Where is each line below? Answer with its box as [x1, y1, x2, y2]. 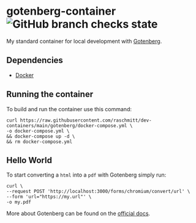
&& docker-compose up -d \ [6, 133, 75, 139]
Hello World [6, 155, 52, 166]
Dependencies [6, 55, 63, 65]
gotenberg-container [6, 4, 116, 18]
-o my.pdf [6, 199, 32, 205]
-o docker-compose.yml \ [6, 128, 70, 134]
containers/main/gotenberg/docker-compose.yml [6, 122, 127, 129]
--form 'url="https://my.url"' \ [6, 194, 92, 200]
